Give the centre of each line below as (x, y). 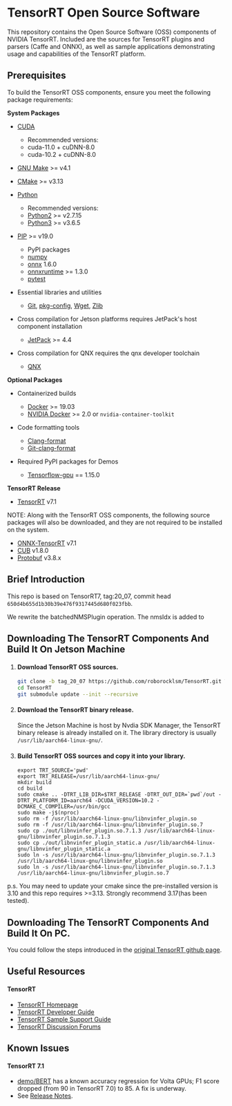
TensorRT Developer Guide (56, 1012)
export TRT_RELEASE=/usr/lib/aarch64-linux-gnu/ (88, 776)
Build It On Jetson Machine (66, 649)
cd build (30, 789)
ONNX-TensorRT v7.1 (47, 543)
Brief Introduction (46, 579)
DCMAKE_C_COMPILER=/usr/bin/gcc (64, 807)
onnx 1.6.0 (42, 264)
